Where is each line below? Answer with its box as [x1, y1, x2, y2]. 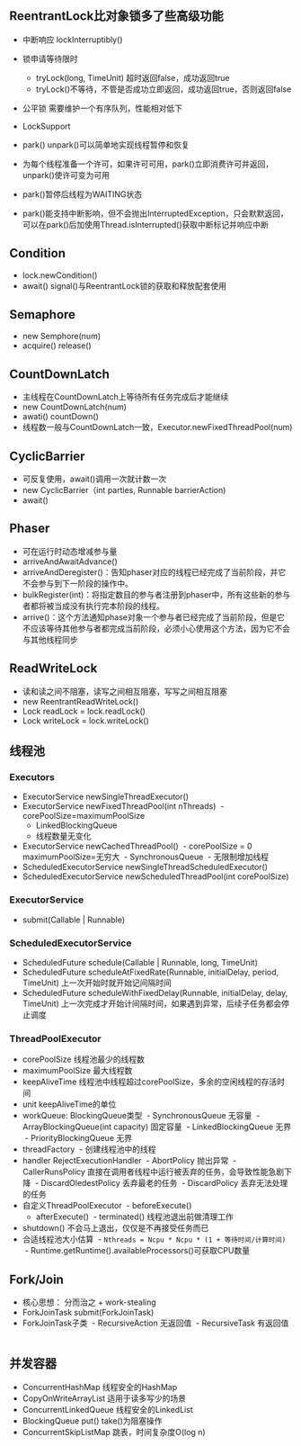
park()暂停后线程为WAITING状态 [22, 188, 142, 200]
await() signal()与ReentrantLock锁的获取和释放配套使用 [22, 280, 227, 291]
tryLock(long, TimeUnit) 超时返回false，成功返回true [35, 72, 230, 83]
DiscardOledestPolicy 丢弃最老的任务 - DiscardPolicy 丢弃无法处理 [40, 1178, 288, 1189]
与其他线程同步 [22, 633, 78, 645]
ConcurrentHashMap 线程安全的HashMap [22, 1381, 178, 1392]
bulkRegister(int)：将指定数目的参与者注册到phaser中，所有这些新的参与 [22, 588, 290, 600]
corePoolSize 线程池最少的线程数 [22, 1054, 146, 1064]
